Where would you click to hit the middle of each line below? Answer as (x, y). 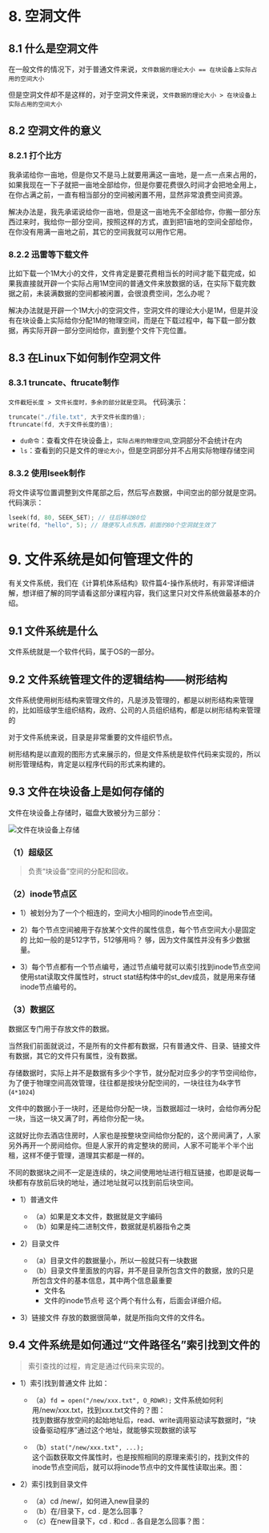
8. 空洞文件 (45, 16)
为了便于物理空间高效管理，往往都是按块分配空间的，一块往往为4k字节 (125, 1082)
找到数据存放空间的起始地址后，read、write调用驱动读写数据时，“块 (144, 1420)
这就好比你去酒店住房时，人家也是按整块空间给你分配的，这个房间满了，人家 (134, 1135)
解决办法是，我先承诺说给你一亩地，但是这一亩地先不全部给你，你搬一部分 (131, 211)
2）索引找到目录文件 (54, 1484)
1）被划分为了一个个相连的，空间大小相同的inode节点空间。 (118, 913)
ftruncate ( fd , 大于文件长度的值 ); (61, 424)
